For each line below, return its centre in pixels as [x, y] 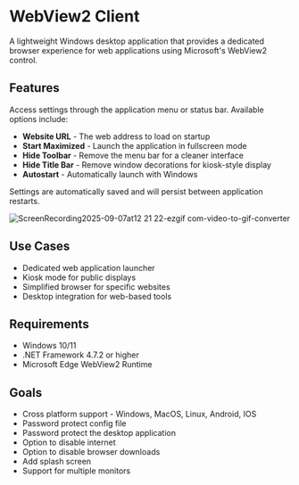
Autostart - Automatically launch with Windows [110, 174]
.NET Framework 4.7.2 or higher [81, 355]
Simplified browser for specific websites [96, 286]
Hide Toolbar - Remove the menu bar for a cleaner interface [133, 155]
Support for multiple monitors [76, 471]
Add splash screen [57, 462]
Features [34, 88]
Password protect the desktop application [99, 433]
